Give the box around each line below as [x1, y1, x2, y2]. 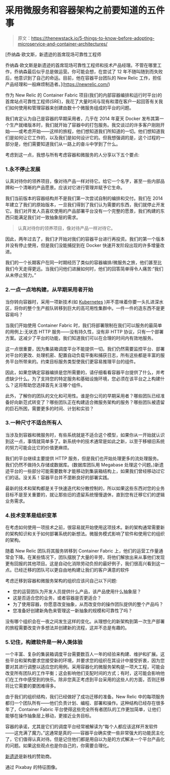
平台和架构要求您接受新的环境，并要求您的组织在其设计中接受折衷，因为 [9, 658, 160, 664]
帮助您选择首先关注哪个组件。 [22, 382, 85, 388]
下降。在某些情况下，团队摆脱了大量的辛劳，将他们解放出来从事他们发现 [14, 554, 165, 561]
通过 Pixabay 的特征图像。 [5, 764, 60, 770]
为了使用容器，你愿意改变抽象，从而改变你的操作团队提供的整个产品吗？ [12, 601, 163, 607]
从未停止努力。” [5, 272, 36, 278]
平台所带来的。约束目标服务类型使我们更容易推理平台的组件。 [9, 358, 138, 364]
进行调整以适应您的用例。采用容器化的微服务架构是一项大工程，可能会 [18, 664, 165, 670]
